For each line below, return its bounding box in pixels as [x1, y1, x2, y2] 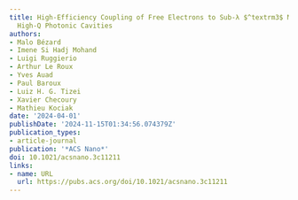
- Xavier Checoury [9, 95, 77, 104]
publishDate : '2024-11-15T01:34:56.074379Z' [9, 120, 176, 129]
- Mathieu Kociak [9, 104, 74, 112]
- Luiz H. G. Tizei [9, 87, 82, 96]
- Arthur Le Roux [9, 63, 74, 72]
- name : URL [9, 169, 53, 178]
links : [9, 161, 34, 170]
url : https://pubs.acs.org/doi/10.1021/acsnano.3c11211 [17, 178, 228, 187]
